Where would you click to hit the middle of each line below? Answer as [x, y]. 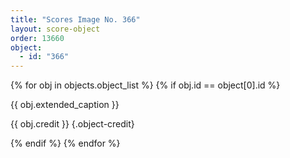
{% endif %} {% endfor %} [65, 143]
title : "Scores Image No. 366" [75, 19]
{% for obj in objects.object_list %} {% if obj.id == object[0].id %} [145, 85]
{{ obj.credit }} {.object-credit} [72, 124]
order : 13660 [37, 38]
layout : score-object [55, 29]
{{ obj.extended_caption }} [65, 105]
